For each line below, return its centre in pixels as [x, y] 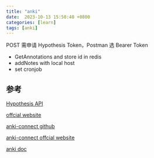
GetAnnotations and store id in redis [58, 57]
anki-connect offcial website [40, 138]
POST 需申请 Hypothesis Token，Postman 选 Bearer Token [77, 45]
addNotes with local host [45, 63]
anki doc [17, 149]
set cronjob [28, 69]
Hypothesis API [25, 104]
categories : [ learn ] [31, 22]
